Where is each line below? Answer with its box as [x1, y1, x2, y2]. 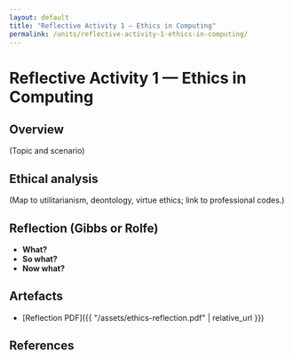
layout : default [9, 12, 69, 22]
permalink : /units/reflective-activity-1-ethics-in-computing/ [9, 29, 249, 38]
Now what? [21, 263, 65, 274]
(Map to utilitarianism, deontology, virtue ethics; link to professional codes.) [9, 195, 285, 205]
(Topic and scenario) [9, 146, 85, 156]
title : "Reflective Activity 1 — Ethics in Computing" [9, 21, 217, 30]
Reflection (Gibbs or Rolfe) [9, 220, 159, 235]
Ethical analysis [9, 171, 99, 187]
